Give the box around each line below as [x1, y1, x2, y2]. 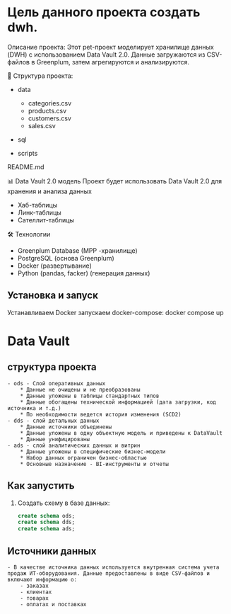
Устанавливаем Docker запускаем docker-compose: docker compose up [7, 308, 224, 317]
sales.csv [28, 121, 57, 130]
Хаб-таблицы [17, 200, 58, 209]
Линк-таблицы [17, 208, 61, 217]
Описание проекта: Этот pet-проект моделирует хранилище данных [7, 42, 214, 51]
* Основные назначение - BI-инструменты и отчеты [20, 460, 170, 467]
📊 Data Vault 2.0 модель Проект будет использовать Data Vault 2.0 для [7, 176, 223, 185]
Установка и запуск [7, 290, 99, 302]
